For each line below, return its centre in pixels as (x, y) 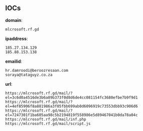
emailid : (14, 61)
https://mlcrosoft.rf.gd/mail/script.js (48, 124)
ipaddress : (17, 38)
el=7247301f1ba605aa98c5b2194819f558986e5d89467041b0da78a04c (71, 115)
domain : (14, 20)
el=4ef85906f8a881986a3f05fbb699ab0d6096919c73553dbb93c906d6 (71, 106)
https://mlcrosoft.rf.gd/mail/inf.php (46, 119)
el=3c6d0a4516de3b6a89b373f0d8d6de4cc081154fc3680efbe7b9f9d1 (71, 97)
